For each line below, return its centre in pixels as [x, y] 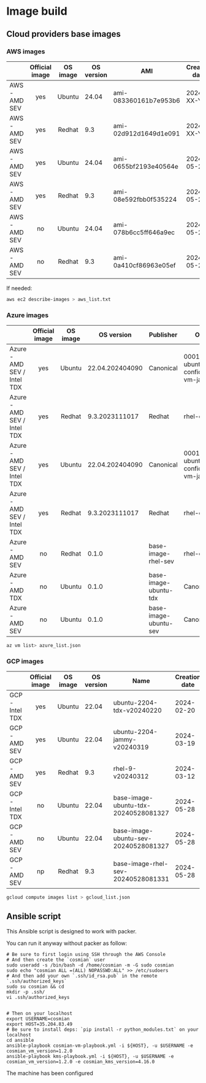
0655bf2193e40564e [146, 166]
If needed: [19, 288]
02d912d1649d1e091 [147, 133]
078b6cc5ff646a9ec [144, 232]
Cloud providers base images [63, 34]
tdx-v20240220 [138, 711]
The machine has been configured [50, 1073]
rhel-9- [125, 769]
